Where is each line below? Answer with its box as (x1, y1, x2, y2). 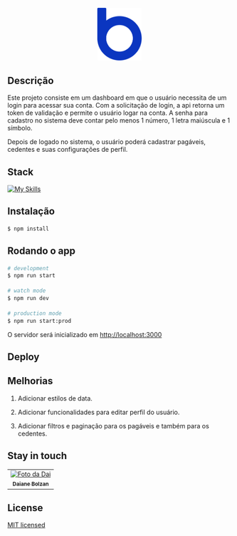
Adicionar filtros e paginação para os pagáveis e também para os (17, 421, 210, 430)
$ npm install (7, 225, 50, 232)
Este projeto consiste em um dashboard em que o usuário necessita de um (7, 93, 227, 102)
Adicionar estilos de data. (17, 393, 93, 403)
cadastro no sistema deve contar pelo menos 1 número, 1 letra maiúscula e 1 (7, 116, 230, 125)
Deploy (7, 351, 40, 363)
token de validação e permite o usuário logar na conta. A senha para (7, 108, 209, 118)
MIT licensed (7, 521, 46, 530)
